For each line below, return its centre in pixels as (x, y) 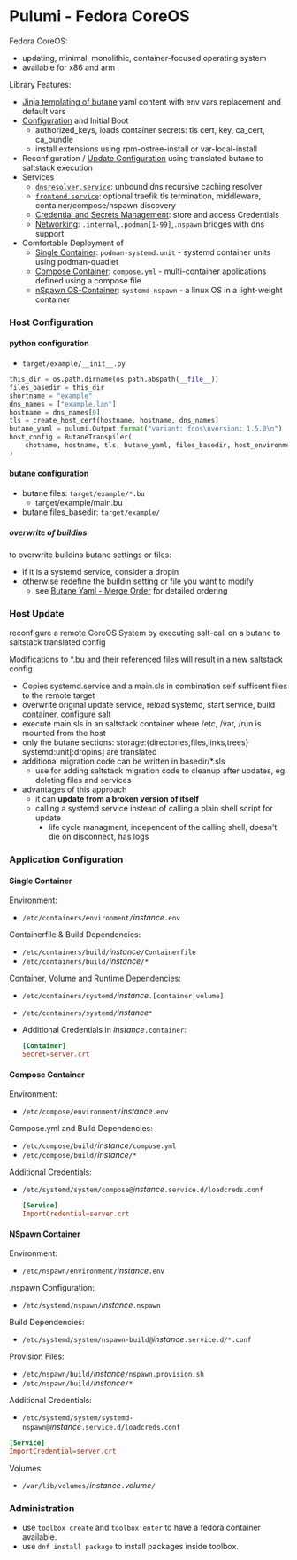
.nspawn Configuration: (52, 1288)
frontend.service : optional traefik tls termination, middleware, (148, 196)
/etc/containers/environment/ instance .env (101, 918)
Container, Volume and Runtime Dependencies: (95, 978)
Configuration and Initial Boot (75, 120)
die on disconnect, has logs (99, 837)
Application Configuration (66, 859)
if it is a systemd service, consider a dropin (100, 571)
